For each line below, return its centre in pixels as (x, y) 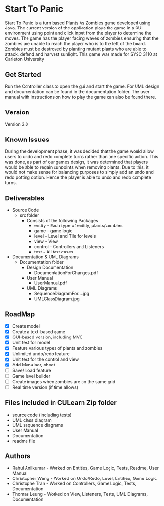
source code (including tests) (42, 415)
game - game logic (53, 231)
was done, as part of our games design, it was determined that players (77, 162)
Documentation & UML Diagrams (45, 257)
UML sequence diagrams (38, 425)
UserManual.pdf (51, 283)
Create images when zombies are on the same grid (64, 381)
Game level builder (31, 376)
